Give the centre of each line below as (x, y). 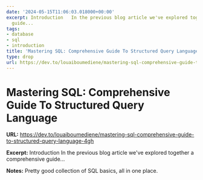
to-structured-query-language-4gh (50, 141)
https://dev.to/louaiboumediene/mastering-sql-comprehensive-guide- (107, 135)
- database (20, 34)
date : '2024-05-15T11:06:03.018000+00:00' (60, 12)
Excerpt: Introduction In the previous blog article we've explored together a (100, 153)
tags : (13, 29)
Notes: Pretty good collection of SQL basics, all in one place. (82, 171)
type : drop (20, 57)
